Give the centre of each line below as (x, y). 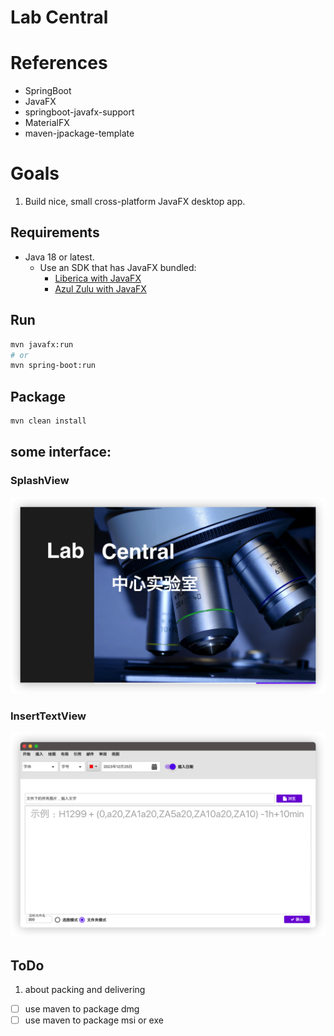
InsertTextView (48, 716)
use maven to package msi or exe (94, 1020)
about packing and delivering (85, 990)
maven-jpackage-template (79, 133)
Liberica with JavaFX (98, 278)
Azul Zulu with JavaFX (100, 288)
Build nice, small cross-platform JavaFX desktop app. (135, 202)
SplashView (40, 481)
